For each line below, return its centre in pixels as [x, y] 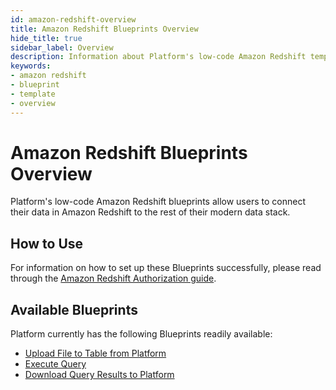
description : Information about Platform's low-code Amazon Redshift [158, 57]
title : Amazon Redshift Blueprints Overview [104, 29]
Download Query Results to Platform [99, 375]
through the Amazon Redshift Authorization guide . [113, 278]
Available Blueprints [74, 309]
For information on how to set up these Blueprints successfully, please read [166, 268]
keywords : [31, 66]
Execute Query [55, 364]
